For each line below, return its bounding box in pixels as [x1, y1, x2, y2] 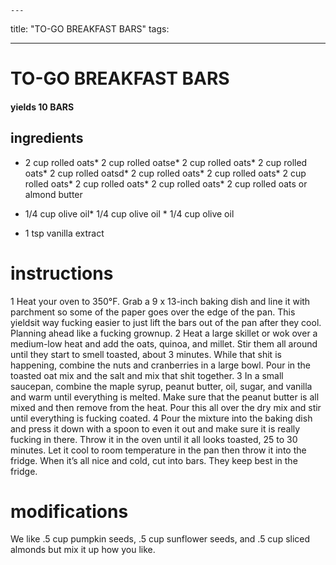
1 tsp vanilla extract [24, 227, 105, 239]
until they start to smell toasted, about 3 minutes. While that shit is [10, 348, 282, 360]
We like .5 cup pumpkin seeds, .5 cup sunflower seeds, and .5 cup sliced [10, 533, 311, 545]
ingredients [10, 130, 84, 147]
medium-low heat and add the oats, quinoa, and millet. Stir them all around [10, 337, 318, 350]
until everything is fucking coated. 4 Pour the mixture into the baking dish [10, 412, 313, 424]
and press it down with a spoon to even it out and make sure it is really [10, 422, 301, 435]
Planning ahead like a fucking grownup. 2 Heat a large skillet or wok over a [10, 327, 318, 339]
